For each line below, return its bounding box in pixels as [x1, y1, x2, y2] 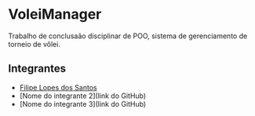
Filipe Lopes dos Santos [19, 83, 97, 92]
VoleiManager [8, 5, 102, 23]
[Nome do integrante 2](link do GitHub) [19, 91, 147, 100]
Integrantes [8, 62, 67, 76]
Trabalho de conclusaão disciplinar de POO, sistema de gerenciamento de [8, 31, 248, 40]
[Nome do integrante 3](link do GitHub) [19, 99, 147, 108]
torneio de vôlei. [8, 39, 61, 48]
